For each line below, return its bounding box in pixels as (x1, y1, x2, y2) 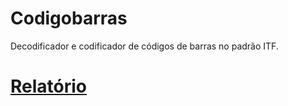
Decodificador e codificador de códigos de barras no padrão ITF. (10, 40, 279, 52)
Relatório (10, 75, 88, 98)
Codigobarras (10, 7, 128, 30)
